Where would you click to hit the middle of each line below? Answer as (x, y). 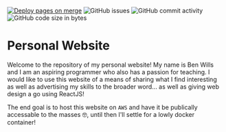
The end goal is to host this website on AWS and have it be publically (102, 107)
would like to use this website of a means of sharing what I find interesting (112, 79)
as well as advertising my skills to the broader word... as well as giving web (113, 87)
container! (22, 122)
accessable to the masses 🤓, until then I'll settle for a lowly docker (101, 114)
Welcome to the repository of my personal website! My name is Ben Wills (111, 65)
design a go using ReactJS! (46, 93)
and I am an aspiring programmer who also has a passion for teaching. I (109, 71)
